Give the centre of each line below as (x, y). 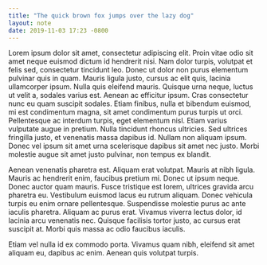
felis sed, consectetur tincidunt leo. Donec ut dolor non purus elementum (128, 70)
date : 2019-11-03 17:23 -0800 (59, 30)
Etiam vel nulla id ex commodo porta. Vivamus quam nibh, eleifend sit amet (132, 244)
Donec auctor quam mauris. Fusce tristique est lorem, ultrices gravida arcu (131, 187)
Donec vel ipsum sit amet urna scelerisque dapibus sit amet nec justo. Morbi (134, 146)
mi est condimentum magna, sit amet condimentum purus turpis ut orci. (126, 112)
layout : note (30, 23)
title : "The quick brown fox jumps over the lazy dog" (101, 16)
